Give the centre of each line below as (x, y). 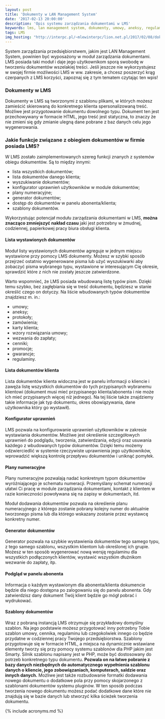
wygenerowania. (22, 127)
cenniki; (20, 343)
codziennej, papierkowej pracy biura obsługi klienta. (58, 228)
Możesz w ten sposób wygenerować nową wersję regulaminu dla (71, 552)
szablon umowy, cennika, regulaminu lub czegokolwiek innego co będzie (79, 633)
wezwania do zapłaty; (34, 338)
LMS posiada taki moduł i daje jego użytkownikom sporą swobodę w (74, 62)
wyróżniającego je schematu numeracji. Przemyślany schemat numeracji (79, 484)
